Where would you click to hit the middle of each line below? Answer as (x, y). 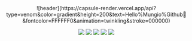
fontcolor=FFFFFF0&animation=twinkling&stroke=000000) (96, 21)
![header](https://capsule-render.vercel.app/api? (96, 8)
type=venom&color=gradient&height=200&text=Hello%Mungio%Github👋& (96, 14)
